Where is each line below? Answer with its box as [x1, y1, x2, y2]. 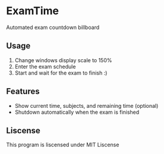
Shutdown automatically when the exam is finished [14, 108, 140, 115]
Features [6, 86, 40, 97]
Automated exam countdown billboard [6, 24, 100, 31]
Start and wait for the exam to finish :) [14, 69, 108, 76]
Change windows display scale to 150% [14, 56, 112, 63]
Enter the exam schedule [14, 63, 76, 70]
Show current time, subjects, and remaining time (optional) [14, 102, 159, 109]
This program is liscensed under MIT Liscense [6, 141, 119, 149]
